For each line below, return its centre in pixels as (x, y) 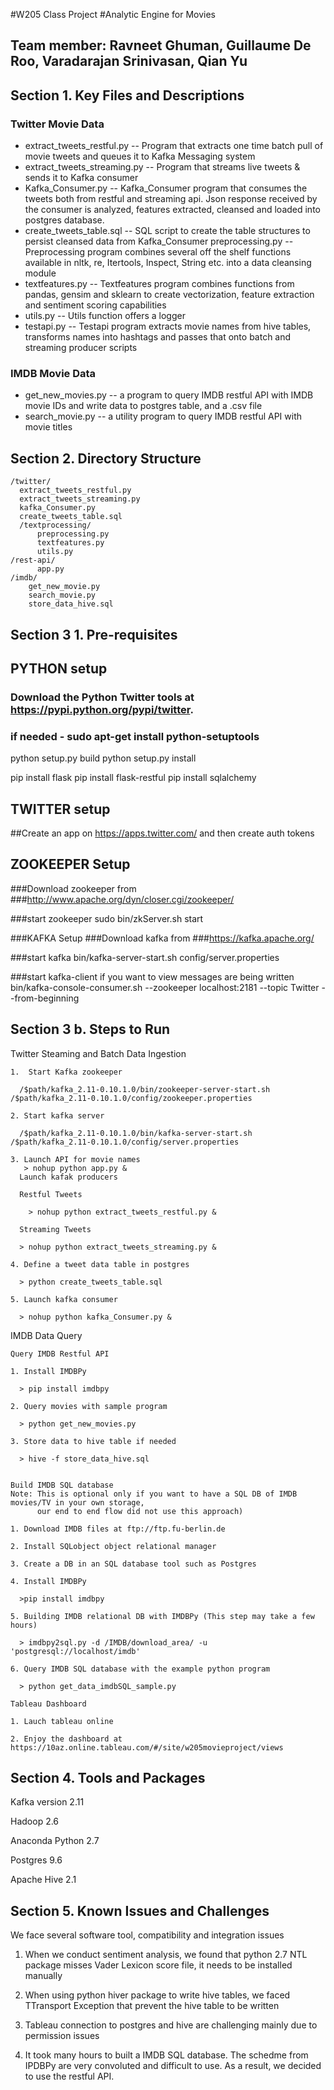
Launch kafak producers (68, 1177)
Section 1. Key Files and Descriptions (127, 95)
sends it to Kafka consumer (81, 178)
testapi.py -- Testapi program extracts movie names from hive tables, (168, 326)
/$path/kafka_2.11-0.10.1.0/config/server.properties (125, 1142)
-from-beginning (45, 998)
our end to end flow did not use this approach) (140, 1511)
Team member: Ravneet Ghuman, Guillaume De (161, 45)
